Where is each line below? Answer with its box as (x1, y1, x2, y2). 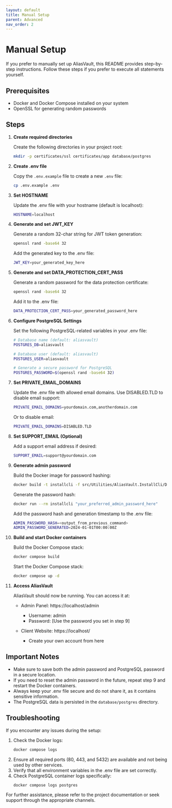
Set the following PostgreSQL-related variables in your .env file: (13, 327, 147, 333)
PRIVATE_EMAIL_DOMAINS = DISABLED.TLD (13, 424, 92, 429)
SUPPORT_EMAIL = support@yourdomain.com (13, 453, 96, 458)
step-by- (144, 61, 163, 67)
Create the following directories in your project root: (13, 144, 123, 150)
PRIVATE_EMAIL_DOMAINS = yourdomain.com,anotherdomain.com (13, 405, 138, 410)
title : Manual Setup (6, 12, 50, 17)
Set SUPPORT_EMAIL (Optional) (13, 433, 82, 439)
